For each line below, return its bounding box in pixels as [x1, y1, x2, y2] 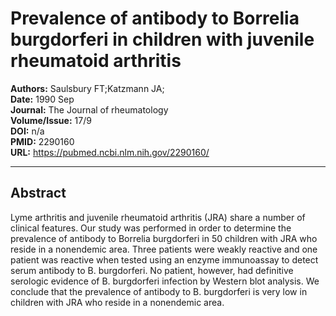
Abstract [10, 185, 67, 202]
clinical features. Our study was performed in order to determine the [10, 222, 292, 234]
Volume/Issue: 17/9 [10, 114, 92, 126]
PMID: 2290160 [10, 135, 75, 147]
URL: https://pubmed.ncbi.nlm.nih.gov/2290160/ [10, 146, 210, 158]
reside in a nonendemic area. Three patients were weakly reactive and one [10, 243, 318, 255]
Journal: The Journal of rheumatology [10, 103, 169, 116]
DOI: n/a [10, 125, 45, 137]
